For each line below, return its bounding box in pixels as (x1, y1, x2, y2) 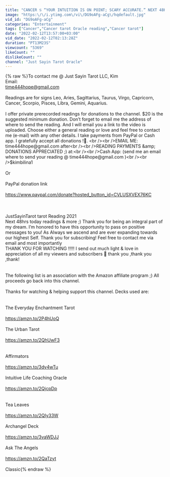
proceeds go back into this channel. (5, 278, 80, 284)
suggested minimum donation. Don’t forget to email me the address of (5, 116, 152, 122)
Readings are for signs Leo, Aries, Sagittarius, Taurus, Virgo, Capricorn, (5, 95, 154, 101)
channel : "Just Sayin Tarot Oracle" (5, 59, 82, 64)
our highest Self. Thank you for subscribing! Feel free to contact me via (5, 235, 154, 241)
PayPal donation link (5, 181, 48, 187)
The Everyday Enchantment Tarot (5, 305, 75, 311)
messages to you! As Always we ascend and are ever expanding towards (5, 229, 158, 236)
